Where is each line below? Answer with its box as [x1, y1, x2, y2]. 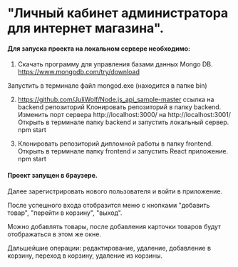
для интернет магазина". [7, 20, 164, 36]
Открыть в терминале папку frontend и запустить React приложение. [17, 147, 229, 156]
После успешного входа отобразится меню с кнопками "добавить [7, 201, 210, 209]
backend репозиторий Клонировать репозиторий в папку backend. [17, 103, 222, 111]
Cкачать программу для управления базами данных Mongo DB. [17, 60, 213, 69]
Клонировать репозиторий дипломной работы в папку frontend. [17, 139, 213, 148]
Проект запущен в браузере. [7, 171, 98, 179]
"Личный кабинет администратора [7, 5, 229, 21]
